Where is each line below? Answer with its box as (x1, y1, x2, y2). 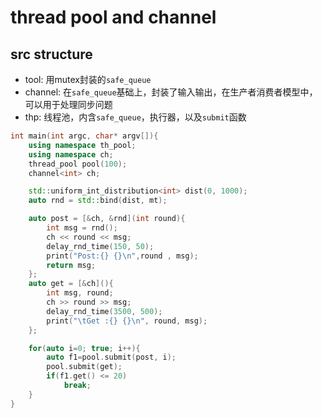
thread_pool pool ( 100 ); (28, 159, 128, 169)
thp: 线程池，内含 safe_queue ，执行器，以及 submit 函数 (24, 111, 247, 123)
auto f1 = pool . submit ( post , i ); (46, 352, 177, 363)
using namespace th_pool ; (28, 140, 137, 150)
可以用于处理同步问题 (24, 99, 113, 110)
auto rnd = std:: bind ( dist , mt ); (28, 196, 168, 206)
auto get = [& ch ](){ (28, 279, 114, 289)
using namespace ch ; (28, 149, 114, 160)
